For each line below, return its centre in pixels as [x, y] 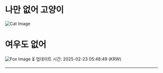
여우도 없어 [26, 45]
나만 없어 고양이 [34, 10]
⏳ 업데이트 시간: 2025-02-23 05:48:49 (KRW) [76, 59]
